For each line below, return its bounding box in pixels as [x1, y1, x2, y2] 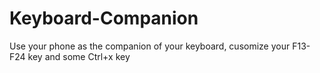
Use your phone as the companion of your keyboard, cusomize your [9, 40, 291, 52]
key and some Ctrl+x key [27, 50, 131, 62]
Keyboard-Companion [9, 7, 199, 30]
